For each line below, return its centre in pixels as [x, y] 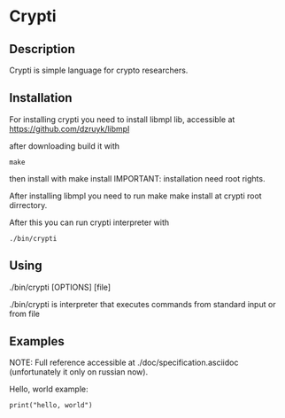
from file [24, 313]
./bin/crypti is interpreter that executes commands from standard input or [142, 304]
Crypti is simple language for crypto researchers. [99, 70]
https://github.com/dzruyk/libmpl [69, 128]
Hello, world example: [49, 389]
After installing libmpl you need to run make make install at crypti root [136, 196]
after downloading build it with [65, 146]
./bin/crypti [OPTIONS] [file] [60, 287]
